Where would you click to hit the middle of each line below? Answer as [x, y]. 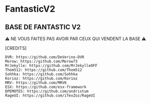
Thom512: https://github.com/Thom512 [44, 70]
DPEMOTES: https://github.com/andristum [47, 91]
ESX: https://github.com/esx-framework [46, 87]
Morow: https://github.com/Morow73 [41, 62]
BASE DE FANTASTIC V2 [43, 27]
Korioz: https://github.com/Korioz [41, 79]
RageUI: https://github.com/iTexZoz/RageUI [50, 96]
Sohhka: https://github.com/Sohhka [41, 74]
